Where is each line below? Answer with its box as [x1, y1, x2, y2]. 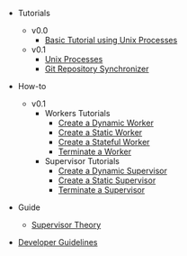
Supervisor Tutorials [44, 156, 120, 166]
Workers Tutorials [44, 108, 111, 118]
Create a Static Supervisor [58, 175, 156, 186]
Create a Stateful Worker [58, 137, 150, 147]
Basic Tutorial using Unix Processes [44, 35, 178, 45]
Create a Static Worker [58, 127, 143, 138]
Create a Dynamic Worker [58, 117, 155, 128]
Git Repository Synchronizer [44, 63, 150, 74]
